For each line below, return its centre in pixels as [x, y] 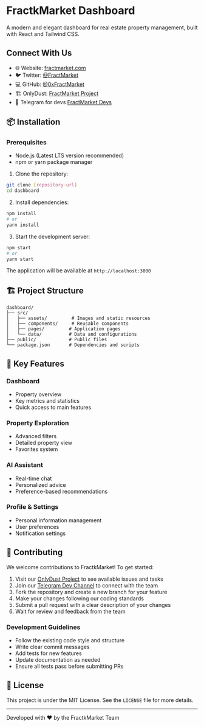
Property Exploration [38, 423]
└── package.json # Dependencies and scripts [73, 345]
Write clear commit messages [52, 647]
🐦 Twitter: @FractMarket [47, 75]
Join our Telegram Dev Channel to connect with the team [87, 585]
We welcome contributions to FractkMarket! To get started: [80, 567]
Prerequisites [26, 143]
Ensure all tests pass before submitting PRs [69, 666]
